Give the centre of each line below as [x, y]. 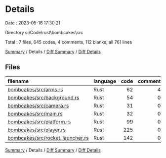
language [105, 81]
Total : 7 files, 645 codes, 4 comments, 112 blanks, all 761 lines [69, 42]
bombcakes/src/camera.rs [38, 105]
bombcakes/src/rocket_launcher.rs [48, 138]
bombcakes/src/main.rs [35, 113]
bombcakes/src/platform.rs [39, 121]
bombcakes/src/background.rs [43, 98]
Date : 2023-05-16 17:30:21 [33, 23]
